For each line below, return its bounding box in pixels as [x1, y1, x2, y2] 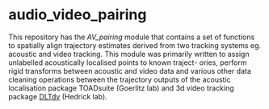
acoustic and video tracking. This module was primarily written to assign [8, 49, 250, 59]
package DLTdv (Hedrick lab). [8, 91, 107, 101]
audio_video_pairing [8, 6, 147, 24]
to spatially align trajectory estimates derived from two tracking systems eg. [8, 40, 261, 50]
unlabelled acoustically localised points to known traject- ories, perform [8, 58, 247, 67]
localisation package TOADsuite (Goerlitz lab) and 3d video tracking [8, 83, 234, 93]
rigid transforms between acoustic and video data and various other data [8, 66, 252, 75]
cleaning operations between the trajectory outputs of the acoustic [8, 75, 232, 84]
